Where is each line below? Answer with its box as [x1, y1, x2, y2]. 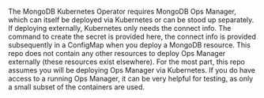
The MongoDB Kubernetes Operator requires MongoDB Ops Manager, [8, 7, 237, 16]
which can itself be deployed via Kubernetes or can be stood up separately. [8, 15, 255, 24]
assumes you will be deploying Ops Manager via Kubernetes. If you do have [8, 66, 255, 74]
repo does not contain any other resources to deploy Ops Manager [8, 49, 226, 58]
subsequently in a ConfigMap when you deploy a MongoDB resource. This [8, 40, 251, 50]
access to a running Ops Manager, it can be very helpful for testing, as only [8, 74, 254, 83]
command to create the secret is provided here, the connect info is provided [8, 32, 257, 41]
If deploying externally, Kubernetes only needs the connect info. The [8, 24, 232, 32]
